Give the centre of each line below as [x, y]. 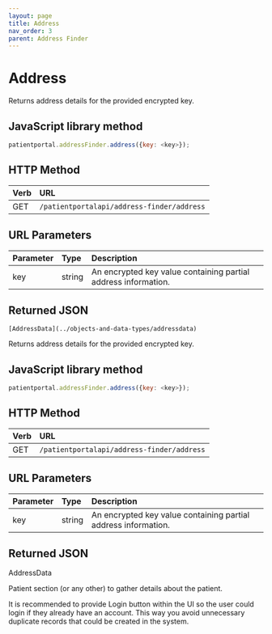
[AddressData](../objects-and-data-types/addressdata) [103, 329]
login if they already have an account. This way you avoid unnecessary [127, 613]
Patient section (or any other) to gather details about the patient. [115, 589]
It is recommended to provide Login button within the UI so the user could [132, 604]
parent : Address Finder [49, 38]
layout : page [30, 16]
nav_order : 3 [30, 31]
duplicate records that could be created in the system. [99, 621]
